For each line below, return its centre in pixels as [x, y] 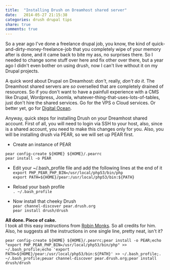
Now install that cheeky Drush [44, 201]
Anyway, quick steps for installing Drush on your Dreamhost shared [76, 118]
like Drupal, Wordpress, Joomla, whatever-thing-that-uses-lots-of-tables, [83, 98]
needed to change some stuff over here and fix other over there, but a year [84, 60]
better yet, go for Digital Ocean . [39, 108]
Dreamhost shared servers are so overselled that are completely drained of [84, 86]
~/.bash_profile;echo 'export [38, 249]
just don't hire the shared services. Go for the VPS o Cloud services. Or [80, 103]
